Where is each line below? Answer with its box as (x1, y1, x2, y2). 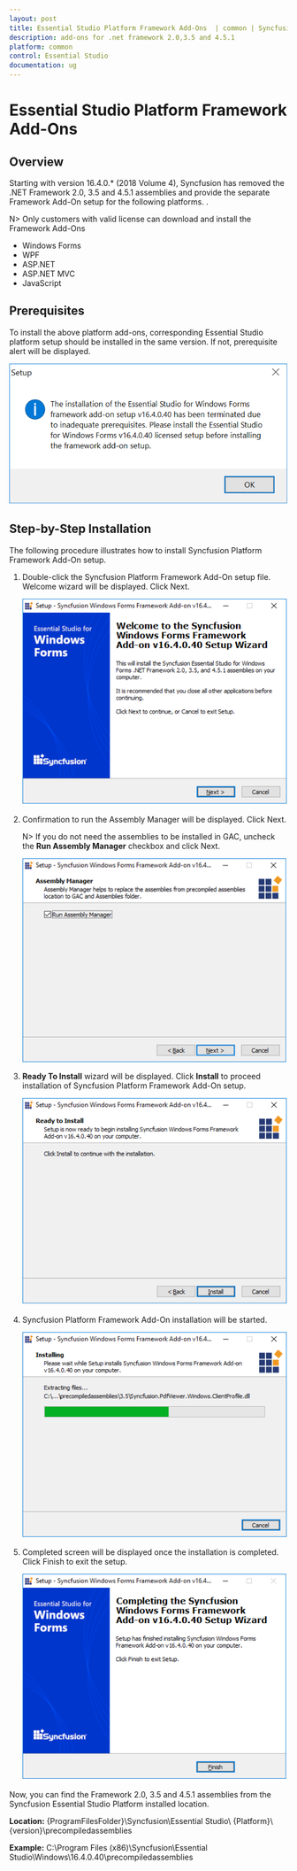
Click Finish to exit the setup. (21, 1557, 128, 1567)
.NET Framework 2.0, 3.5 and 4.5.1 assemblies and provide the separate (9, 187, 270, 197)
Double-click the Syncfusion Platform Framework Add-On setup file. (21, 571, 271, 582)
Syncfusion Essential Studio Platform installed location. (9, 1798, 209, 1810)
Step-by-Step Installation (9, 522, 152, 537)
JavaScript (21, 278, 62, 288)
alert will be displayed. (9, 345, 91, 356)
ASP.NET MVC (21, 268, 75, 279)
